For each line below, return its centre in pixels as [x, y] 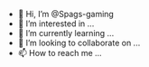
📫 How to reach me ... [60, 53]
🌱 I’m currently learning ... [66, 33]
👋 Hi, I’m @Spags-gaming [66, 14]
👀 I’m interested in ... [56, 24]
